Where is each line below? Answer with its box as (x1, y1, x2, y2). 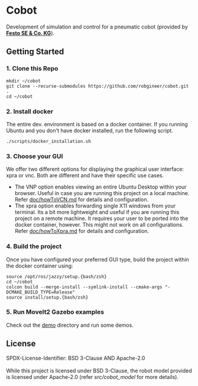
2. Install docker (6, 107, 53, 116)
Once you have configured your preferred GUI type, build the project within (6, 256, 189, 263)
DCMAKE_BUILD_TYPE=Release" (6, 289, 76, 295)
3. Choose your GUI (6, 152, 63, 160)
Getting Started (6, 47, 64, 57)
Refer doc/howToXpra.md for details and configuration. (14, 228, 150, 235)
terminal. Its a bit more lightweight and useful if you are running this (14, 209, 180, 216)
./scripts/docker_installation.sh (6, 138, 92, 144)
